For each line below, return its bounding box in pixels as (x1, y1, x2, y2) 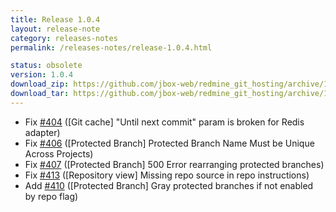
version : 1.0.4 (10, 70, 74, 80)
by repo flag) (24, 190, 79, 202)
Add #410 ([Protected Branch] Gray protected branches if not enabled (24, 179, 314, 191)
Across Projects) (24, 147, 94, 160)
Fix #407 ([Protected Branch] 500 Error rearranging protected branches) (24, 158, 325, 170)
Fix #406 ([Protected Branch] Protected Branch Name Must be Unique (24, 137, 315, 149)
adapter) (24, 126, 61, 138)
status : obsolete (10, 61, 83, 71)
